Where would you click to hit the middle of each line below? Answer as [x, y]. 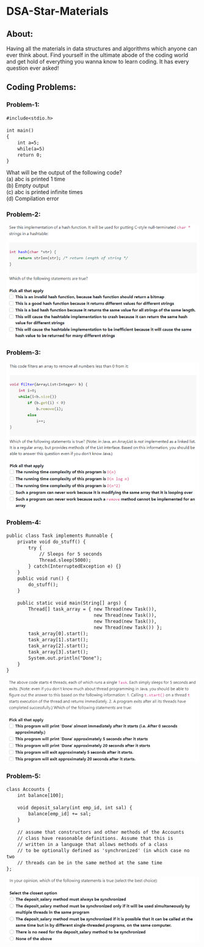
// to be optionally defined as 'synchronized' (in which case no [104, 850]
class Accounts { [28, 789]
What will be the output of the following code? [64, 172]
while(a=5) [31, 149]
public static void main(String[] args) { [72, 603]
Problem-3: [24, 353]
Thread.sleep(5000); [65, 560]
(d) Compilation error [33, 198]
